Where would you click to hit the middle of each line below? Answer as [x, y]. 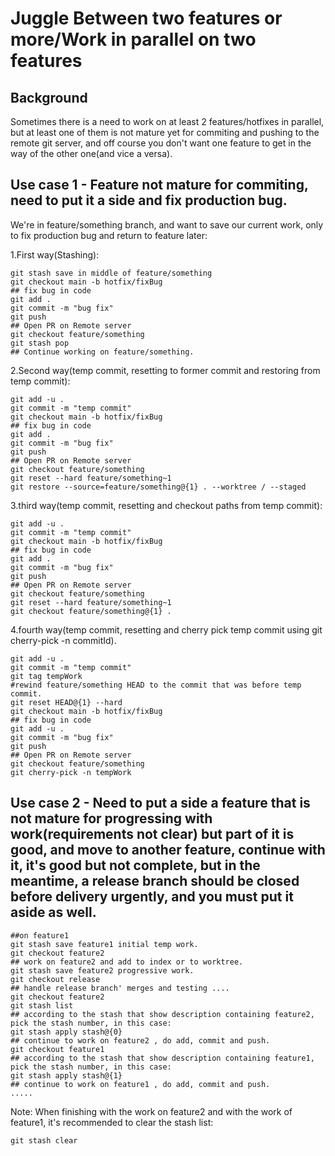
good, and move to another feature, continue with [168, 850]
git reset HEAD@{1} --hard [66, 702]
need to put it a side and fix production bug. [149, 200]
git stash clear [44, 1140]
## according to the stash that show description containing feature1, [162, 1058]
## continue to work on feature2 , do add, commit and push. [140, 1040]
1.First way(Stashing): [55, 254]
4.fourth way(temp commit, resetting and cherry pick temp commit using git [166, 629]
